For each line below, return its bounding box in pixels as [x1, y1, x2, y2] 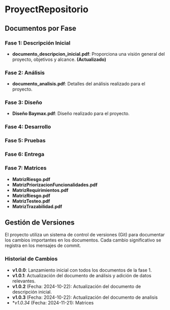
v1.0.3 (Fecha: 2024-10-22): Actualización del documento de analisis [12, 294, 158, 300]
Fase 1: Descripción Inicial [5, 39, 71, 47]
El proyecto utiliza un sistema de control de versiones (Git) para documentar [5, 232, 165, 238]
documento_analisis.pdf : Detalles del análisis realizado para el [12, 81, 145, 87]
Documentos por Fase [5, 24, 77, 33]
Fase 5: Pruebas [5, 137, 46, 144]
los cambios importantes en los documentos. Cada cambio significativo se [5, 237, 161, 243]
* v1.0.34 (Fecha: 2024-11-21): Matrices [12, 299, 94, 305]
